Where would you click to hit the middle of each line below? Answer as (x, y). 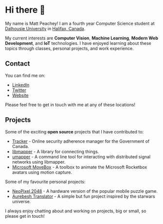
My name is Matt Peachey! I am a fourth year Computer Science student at (80, 23)
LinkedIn (21, 85)
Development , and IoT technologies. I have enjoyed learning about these (78, 43)
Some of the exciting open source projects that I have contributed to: (74, 131)
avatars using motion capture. (42, 172)
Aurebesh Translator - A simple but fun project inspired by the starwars (83, 196)
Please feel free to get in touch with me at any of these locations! (70, 105)
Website (20, 95)
